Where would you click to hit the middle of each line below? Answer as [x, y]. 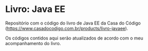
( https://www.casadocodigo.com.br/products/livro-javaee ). [67, 28]
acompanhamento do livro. [33, 43]
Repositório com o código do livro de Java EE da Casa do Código [73, 23]
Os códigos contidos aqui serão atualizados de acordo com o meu [74, 38]
